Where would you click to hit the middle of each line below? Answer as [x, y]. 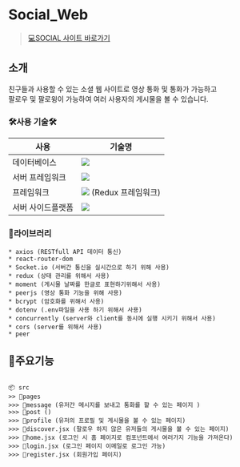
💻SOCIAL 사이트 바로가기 [69, 38]
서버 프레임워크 [39, 178]
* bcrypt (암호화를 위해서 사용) [56, 302]
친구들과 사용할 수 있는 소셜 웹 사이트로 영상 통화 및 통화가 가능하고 [113, 89]
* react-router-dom [41, 259]
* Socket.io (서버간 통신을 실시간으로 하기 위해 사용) [89, 268]
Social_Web [48, 15]
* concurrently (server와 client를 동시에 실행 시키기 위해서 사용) [112, 319]
